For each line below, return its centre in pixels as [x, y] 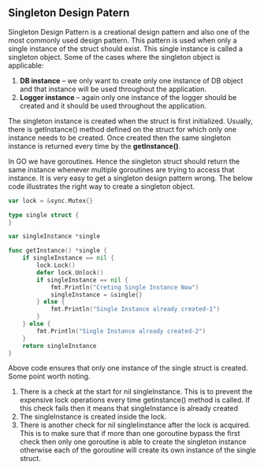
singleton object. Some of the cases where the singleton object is [114, 57]
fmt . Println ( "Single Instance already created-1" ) [135, 309]
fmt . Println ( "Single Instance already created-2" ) [121, 331]
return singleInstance [59, 345]
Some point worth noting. [49, 376]
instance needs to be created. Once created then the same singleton [119, 138]
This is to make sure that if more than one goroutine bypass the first [130, 434]
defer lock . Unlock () [70, 272]
